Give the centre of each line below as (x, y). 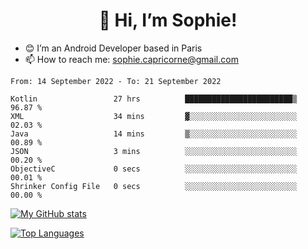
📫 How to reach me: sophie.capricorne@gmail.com (131, 59)
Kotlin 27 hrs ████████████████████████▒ (154, 99)
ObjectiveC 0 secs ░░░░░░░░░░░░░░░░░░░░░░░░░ (154, 169)
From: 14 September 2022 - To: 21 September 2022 (116, 81)
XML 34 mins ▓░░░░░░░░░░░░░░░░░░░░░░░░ (154, 116)
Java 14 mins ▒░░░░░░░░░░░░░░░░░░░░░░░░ (154, 134)
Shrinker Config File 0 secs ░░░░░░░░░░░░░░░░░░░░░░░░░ (154, 186)
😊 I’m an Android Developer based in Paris (113, 48)
